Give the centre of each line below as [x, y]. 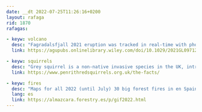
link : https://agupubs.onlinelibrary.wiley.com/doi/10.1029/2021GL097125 [106, 51]
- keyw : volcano [26, 40]
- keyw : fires [24, 83]
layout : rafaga [25, 17]
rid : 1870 [19, 23]
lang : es [23, 94]
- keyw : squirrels [29, 61]
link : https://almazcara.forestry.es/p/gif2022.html [79, 100]
